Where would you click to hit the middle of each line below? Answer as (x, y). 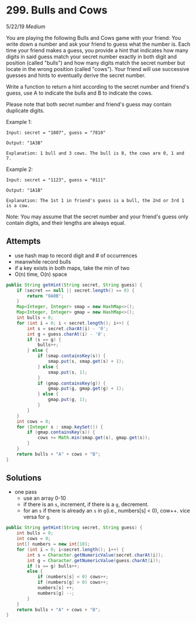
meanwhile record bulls (43, 261)
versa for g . (37, 517)
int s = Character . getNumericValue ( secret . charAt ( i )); (95, 555)
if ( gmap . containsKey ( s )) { (61, 432)
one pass (25, 492)
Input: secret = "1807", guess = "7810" (56, 133)
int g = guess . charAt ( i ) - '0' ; (67, 334)
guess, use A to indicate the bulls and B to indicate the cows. (80, 93)
